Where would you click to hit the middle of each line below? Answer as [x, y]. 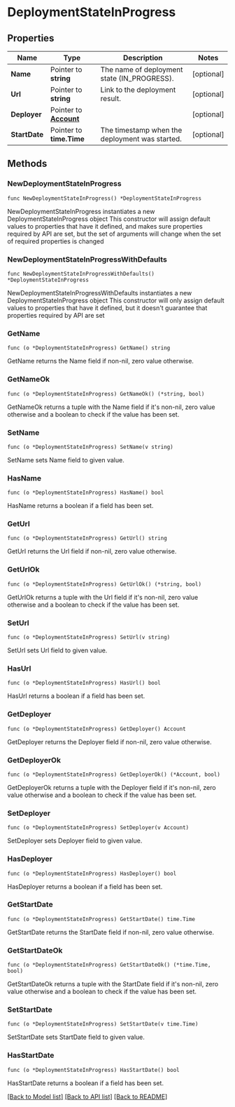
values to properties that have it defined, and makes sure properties [105, 226]
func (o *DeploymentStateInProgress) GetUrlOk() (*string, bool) [104, 584]
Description [143, 58]
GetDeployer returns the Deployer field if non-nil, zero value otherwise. [109, 742]
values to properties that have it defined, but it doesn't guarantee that [107, 308]
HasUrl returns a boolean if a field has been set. [76, 696]
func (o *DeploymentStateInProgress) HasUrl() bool [84, 683]
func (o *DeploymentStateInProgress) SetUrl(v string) [89, 638]
